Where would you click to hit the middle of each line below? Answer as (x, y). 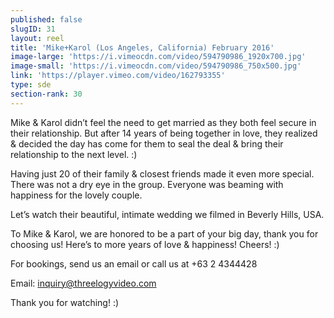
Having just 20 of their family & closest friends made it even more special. (162, 173)
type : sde (31, 85)
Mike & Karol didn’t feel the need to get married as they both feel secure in (163, 122)
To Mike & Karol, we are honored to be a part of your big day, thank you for (164, 233)
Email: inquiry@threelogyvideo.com (83, 283)
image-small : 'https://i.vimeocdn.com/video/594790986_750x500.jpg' (156, 66)
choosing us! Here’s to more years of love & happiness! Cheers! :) (145, 244)
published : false (46, 19)
